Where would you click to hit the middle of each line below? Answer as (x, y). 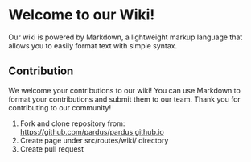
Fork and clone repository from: (72, 123)
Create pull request (52, 149)
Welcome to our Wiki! (82, 15)
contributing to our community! (60, 107)
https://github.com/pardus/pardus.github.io (92, 131)
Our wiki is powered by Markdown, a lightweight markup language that (125, 37)
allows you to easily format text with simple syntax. (93, 45)
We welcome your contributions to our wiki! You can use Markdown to (125, 90)
